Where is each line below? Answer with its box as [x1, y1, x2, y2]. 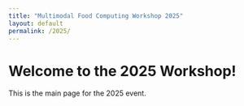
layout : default [8, 19, 63, 28]
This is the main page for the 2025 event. [8, 88, 146, 98]
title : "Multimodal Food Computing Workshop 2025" [8, 11, 184, 20]
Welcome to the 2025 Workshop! [8, 61, 237, 80]
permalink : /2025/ [8, 27, 71, 35]
